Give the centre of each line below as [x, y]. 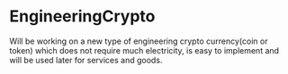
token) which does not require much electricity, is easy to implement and [144, 50]
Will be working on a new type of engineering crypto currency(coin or [139, 41]
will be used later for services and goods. [86, 60]
